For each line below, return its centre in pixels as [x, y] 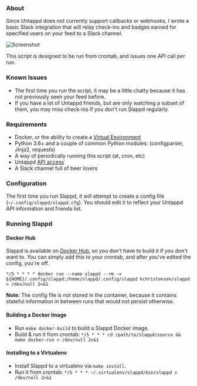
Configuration [26, 183]
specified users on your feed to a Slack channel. [64, 33]
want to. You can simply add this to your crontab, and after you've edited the [99, 257]
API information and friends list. [44, 209]
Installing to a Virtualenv [37, 353]
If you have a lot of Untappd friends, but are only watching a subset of [99, 103]
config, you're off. [28, 263]
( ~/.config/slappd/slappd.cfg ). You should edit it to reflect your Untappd [95, 202]
